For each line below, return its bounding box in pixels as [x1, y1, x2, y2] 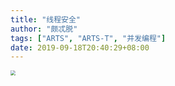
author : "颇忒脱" [10, 24, 78, 34]
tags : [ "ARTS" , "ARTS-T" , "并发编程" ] [10, 33, 167, 43]
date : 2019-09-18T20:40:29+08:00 [10, 42, 150, 53]
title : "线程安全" [10, 14, 82, 25]
